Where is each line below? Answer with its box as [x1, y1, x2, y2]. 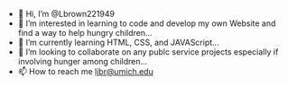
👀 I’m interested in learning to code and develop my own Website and [17, 18, 276, 29]
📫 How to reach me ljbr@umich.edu [17, 66, 153, 76]
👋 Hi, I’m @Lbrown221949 [17, 9, 116, 19]
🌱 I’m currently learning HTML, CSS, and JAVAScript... [17, 37, 219, 47]
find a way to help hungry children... [17, 28, 153, 38]
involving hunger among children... [17, 56, 148, 66]
